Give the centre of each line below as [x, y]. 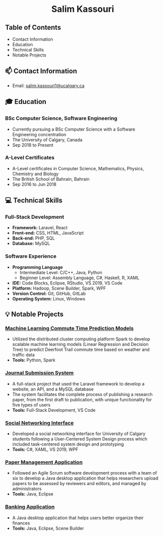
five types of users [31, 405]
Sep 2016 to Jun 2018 [34, 184]
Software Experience [31, 256]
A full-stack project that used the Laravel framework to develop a [78, 384]
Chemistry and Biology [35, 174]
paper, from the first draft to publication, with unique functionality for [82, 399]
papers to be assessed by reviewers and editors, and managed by [79, 484]
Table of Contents [33, 27]
